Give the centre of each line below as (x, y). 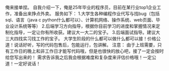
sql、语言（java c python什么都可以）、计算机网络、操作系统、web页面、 (80, 20)
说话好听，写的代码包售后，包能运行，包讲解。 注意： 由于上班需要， (86, 45)
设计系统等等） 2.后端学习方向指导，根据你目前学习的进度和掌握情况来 (82, 26)
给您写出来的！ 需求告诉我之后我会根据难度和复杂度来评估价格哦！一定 (78, 57)
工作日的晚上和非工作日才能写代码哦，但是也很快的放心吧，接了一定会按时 (87, 51)
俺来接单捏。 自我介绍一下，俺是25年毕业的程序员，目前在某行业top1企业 (81, 7)
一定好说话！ (27, 63)
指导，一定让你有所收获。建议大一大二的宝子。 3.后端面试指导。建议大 (87, 32)
